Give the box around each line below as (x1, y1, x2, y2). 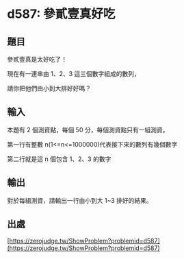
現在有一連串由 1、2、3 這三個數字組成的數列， (7, 70, 140, 77)
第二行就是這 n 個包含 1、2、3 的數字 (7, 155, 111, 163)
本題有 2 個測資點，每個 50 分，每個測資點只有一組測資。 (7, 125, 169, 134)
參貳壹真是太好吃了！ (7, 56, 67, 63)
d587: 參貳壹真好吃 (7, 6, 116, 22)
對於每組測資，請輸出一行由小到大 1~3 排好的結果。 (7, 196, 153, 204)
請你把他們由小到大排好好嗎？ (7, 84, 91, 92)
